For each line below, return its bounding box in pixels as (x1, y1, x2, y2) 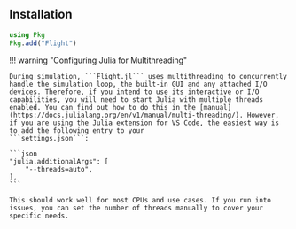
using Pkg (9, 30, 46, 39)
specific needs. (9, 211, 69, 220)
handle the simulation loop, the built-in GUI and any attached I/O (9, 80, 268, 88)
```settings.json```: (9, 134, 90, 142)
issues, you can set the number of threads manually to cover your (9, 203, 264, 212)
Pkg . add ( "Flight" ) (9, 39, 77, 48)
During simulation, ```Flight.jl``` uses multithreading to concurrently (9, 72, 288, 80)
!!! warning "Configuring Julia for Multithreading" (9, 55, 188, 65)
